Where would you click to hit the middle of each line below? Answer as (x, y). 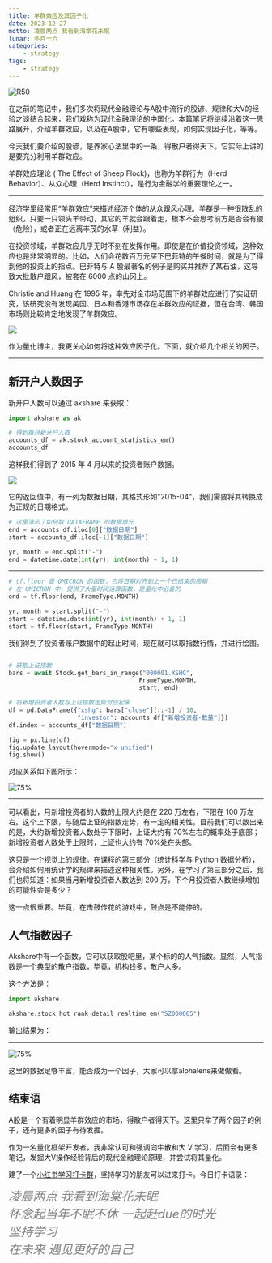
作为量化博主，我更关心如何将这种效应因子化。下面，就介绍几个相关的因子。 (136, 346)
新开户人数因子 (46, 382)
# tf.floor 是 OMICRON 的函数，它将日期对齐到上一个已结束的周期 (108, 582)
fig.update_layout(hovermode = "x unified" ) (81, 747)
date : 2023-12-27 (38, 24)
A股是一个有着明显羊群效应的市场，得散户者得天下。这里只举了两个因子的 (132, 1120)
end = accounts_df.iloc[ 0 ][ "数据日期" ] (73, 529)
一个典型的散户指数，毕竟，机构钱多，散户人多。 (104, 966)
